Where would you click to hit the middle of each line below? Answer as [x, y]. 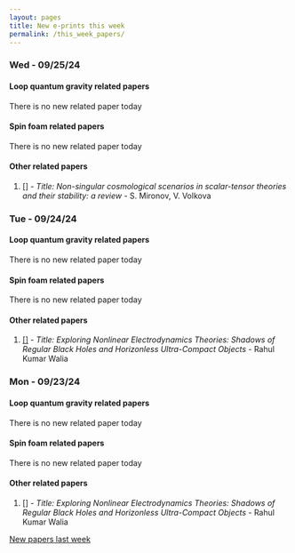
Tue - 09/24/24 [43, 219]
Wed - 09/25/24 [45, 65]
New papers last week [50, 539]
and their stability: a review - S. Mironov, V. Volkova [116, 196]
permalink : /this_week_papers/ [67, 34]
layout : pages [36, 17]
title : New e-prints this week [67, 26]
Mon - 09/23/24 [45, 381]
